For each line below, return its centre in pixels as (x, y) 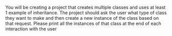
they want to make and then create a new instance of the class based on (82, 18)
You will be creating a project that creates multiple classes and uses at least (85, 7)
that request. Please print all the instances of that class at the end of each (83, 23)
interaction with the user (31, 29)
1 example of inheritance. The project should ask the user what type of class (86, 13)
